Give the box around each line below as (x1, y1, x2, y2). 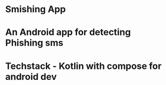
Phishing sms (5, 37, 63, 49)
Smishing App (5, 4, 66, 15)
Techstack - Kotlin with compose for (5, 60, 162, 71)
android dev (5, 71, 57, 82)
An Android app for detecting (5, 27, 131, 38)
